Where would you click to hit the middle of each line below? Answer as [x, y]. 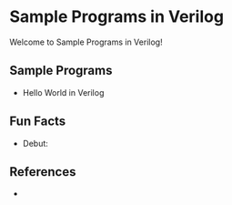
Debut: [35, 143]
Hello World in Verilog [63, 92]
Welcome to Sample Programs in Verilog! [86, 42]
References [43, 172]
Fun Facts [38, 122]
